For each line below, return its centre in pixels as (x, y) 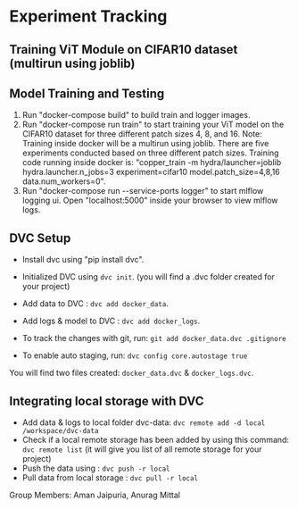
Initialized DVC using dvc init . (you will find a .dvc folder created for (148, 277)
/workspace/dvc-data (60, 431)
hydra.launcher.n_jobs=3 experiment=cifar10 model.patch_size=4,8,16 (151, 172)
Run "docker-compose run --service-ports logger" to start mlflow (143, 191)
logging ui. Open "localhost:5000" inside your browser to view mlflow (150, 200)
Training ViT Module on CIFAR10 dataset (124, 50)
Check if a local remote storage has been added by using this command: (156, 440)
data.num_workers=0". (64, 181)
